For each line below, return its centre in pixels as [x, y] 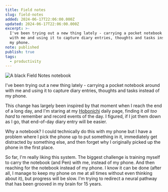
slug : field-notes [24, 15]
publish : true [20, 52]
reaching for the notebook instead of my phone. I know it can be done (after [83, 168]
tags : [11, 57]
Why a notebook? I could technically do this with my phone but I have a [78, 132]
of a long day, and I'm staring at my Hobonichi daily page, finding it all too [81, 111]
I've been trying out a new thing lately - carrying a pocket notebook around [82, 85]
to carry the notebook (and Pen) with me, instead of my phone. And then [80, 163]
